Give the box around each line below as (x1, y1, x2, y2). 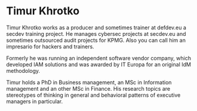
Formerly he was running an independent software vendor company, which (6, 54, 191, 61)
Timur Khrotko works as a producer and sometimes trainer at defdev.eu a (6, 24, 187, 31)
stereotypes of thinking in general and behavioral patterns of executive (6, 91, 181, 98)
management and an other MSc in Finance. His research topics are (6, 85, 171, 92)
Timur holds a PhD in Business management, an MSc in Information (6, 79, 172, 86)
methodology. (6, 67, 41, 74)
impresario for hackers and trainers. (6, 43, 94, 50)
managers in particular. (6, 97, 63, 105)
